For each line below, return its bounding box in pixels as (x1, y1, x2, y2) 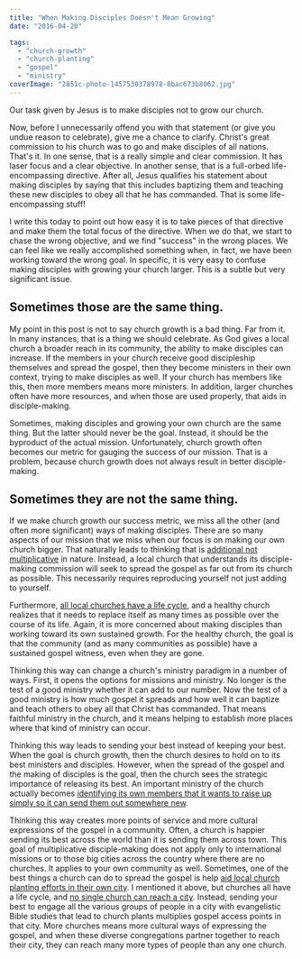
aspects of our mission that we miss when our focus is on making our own (9, 534, 286, 545)
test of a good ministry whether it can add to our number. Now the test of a (9, 684, 288, 695)
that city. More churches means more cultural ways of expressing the (9, 920, 268, 931)
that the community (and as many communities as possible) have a (9, 638, 258, 649)
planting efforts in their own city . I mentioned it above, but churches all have (9, 882, 291, 893)
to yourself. (9, 582, 51, 593)
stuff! (66, 198, 86, 209)
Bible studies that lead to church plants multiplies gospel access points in (9, 911, 282, 922)
